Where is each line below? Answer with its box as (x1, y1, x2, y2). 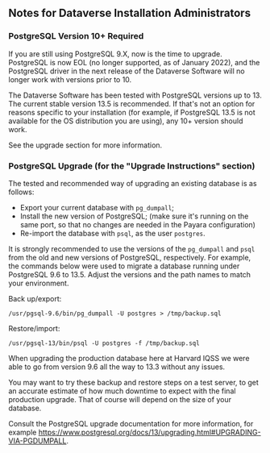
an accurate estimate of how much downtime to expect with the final (8, 386, 236, 396)
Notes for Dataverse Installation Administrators (8, 6, 251, 20)
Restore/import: (8, 323, 60, 333)
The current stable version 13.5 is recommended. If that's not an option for (8, 98, 255, 108)
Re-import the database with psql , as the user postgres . (19, 228, 206, 238)
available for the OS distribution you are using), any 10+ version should (8, 116, 243, 126)
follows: (8, 187, 35, 197)
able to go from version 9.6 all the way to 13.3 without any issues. (8, 362, 226, 372)
